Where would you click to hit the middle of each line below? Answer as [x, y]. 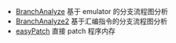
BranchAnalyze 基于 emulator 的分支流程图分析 [92, 11]
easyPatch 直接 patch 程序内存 [65, 31]
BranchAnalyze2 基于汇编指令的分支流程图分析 [91, 21]
